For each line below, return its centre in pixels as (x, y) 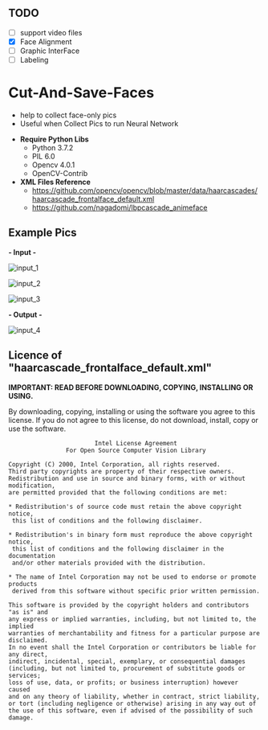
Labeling (34, 60)
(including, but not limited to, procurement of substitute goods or (127, 668)
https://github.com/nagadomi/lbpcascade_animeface (120, 207)
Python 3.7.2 (53, 148)
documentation (32, 556)
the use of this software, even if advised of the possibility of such (130, 711)
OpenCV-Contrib (60, 173)
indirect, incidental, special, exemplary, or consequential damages (127, 661)
